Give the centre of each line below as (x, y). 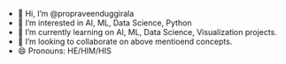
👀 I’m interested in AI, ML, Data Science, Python (104, 23)
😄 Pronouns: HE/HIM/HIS (65, 51)
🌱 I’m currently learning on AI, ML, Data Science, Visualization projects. (147, 32)
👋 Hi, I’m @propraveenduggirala (76, 14)
